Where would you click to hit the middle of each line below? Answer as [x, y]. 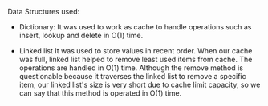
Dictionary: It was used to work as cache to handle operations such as [135, 27]
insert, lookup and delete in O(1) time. [81, 35]
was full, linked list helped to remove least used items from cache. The [136, 59]
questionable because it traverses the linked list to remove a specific [132, 76]
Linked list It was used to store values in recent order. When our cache [136, 51]
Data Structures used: [44, 12]
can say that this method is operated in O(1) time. [100, 93]
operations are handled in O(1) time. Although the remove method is [131, 68]
